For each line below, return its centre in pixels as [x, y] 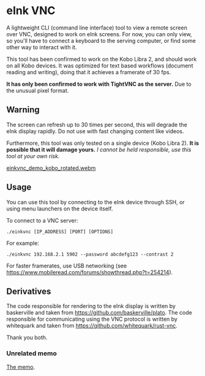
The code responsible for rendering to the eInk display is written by [91, 306]
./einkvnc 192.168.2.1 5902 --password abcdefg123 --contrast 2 [90, 254]
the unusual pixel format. [38, 90]
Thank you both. [27, 337]
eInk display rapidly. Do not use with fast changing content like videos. [95, 131]
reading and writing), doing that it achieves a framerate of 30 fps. [89, 72]
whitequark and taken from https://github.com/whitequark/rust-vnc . [92, 326]
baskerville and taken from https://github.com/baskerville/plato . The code [99, 313]
